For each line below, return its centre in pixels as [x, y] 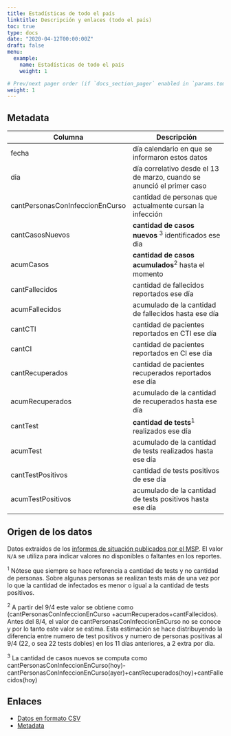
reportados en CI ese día [173, 353]
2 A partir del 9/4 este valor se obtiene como [70, 607]
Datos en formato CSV [49, 718]
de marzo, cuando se [167, 178]
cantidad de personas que [175, 197]
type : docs [23, 33]
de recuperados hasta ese [175, 401]
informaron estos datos [170, 158]
